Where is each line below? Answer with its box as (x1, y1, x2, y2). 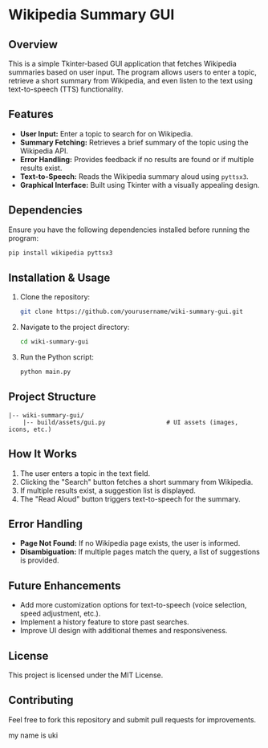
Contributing (8, 693, 74, 707)
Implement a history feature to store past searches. (19, 617, 190, 627)
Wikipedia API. (19, 146, 68, 156)
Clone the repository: (19, 292, 91, 302)
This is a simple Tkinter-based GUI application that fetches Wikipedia (8, 59, 237, 68)
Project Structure (8, 390, 96, 404)
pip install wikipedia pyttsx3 (8, 249, 113, 257)
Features (8, 108, 54, 121)
